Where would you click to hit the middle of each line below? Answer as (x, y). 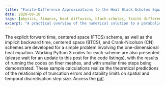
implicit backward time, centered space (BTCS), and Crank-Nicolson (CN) (80, 43)
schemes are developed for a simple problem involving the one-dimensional (82, 47)
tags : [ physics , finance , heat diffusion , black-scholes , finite (73, 19)
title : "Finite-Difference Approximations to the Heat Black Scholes (78, 10)
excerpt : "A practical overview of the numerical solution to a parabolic (83, 23)
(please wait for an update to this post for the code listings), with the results (82, 58)
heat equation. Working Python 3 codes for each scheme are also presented (82, 53)
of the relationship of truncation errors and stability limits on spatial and (77, 73)
